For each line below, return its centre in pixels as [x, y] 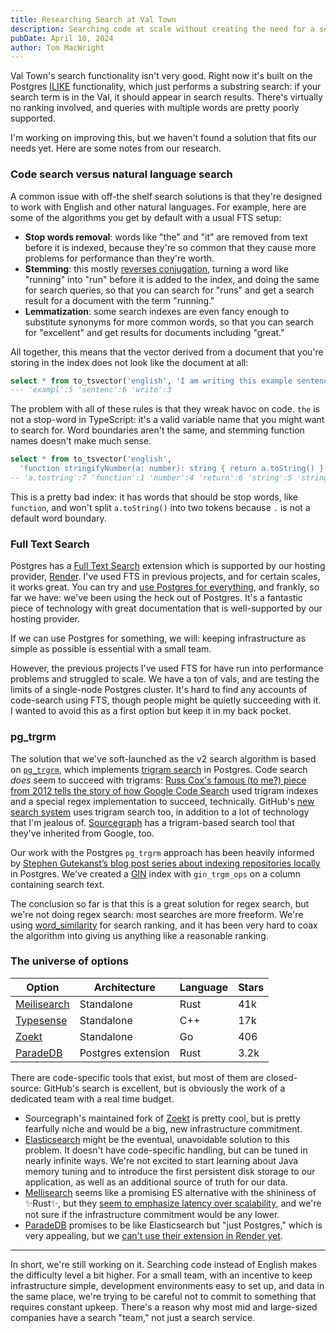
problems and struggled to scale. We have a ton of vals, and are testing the [165, 679]
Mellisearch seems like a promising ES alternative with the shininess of [170, 1192]
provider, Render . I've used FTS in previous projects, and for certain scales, [165, 577]
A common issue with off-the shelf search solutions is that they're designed [166, 196]
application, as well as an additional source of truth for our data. [156, 1182]
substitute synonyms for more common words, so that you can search [169, 322]
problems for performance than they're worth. [119, 258]
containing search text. [57, 884]
